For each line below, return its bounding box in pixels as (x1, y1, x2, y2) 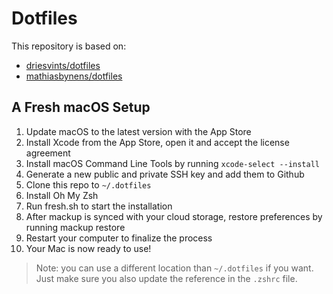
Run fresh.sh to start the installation (25, 200, 173, 212)
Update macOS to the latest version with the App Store (25, 125, 252, 137)
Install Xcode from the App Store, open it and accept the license (25, 136, 290, 148)
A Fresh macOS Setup (11, 99, 151, 116)
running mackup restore (25, 221, 126, 233)
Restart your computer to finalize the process (25, 232, 213, 244)
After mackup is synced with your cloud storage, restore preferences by (25, 210, 323, 222)
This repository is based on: (11, 40, 127, 52)
